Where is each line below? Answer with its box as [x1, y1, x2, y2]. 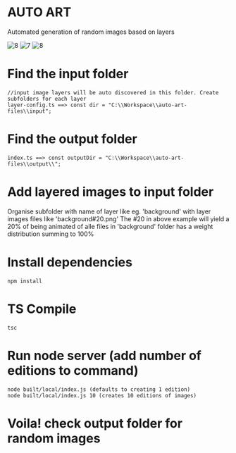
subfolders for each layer [7, 95, 87, 102]
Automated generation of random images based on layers [7, 27, 175, 36]
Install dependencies [7, 254, 132, 270]
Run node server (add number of [7, 347, 202, 364]
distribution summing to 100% [7, 230, 94, 238]
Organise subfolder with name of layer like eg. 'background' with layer [7, 207, 211, 216]
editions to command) [7, 362, 139, 378]
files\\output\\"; [7, 160, 61, 168]
